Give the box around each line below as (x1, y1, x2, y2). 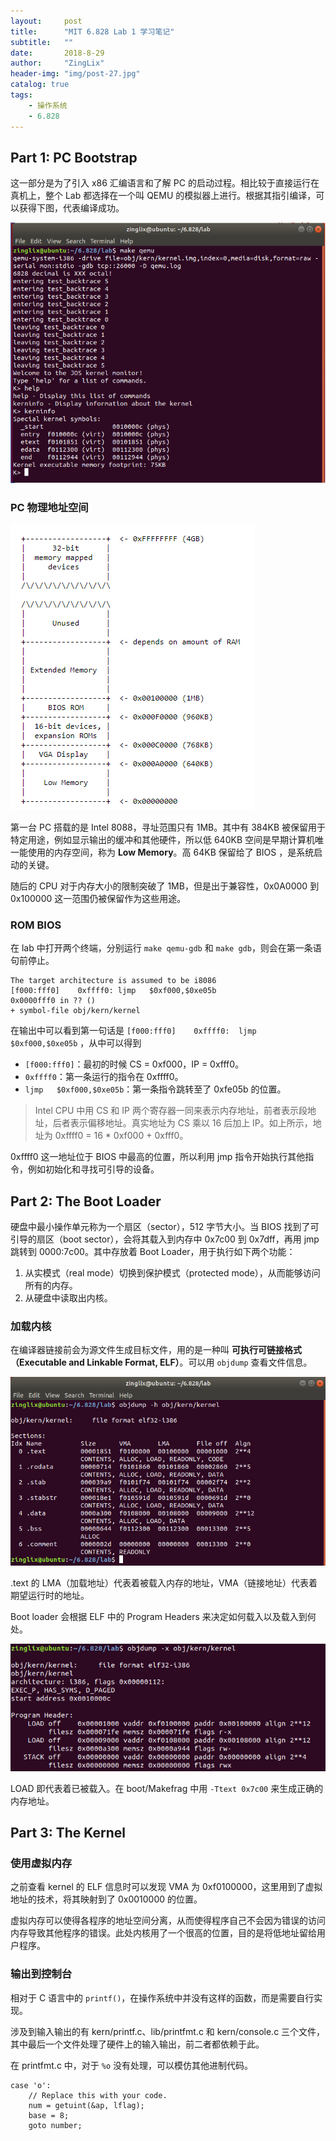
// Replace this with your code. (28, 2090, 168, 2100)
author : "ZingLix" (10, 58, 105, 69)
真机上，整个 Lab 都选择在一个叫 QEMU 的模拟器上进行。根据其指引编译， (10, 190, 317, 202)
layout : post (10, 16, 83, 26)
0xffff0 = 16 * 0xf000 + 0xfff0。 (54, 1130, 189, 1142)
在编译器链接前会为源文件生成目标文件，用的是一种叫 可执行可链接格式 (10, 1344, 302, 1356)
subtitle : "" (10, 37, 74, 47)
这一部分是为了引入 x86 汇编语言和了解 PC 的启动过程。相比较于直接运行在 (10, 177, 320, 189)
